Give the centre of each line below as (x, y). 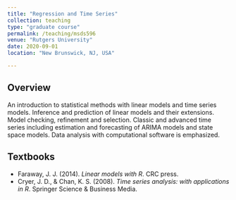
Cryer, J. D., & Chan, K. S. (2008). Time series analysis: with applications (123, 181)
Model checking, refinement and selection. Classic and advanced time (109, 120)
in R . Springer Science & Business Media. (77, 189)
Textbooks (31, 157)
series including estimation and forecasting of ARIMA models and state (110, 127)
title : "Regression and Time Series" (63, 14)
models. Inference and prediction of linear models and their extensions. (111, 112)
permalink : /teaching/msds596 (52, 33)
